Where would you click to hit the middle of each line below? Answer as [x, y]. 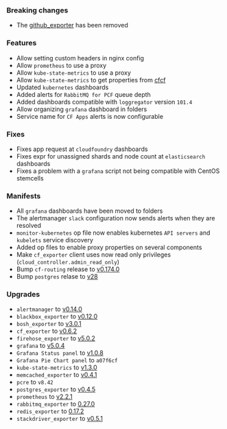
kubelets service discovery [55, 240]
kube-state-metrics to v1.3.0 [57, 368]
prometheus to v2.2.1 [44, 397]
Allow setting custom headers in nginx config [80, 58]
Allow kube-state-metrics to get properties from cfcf [91, 80]
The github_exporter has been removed [72, 25]
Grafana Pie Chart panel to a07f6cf [67, 360]
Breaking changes [37, 10]
